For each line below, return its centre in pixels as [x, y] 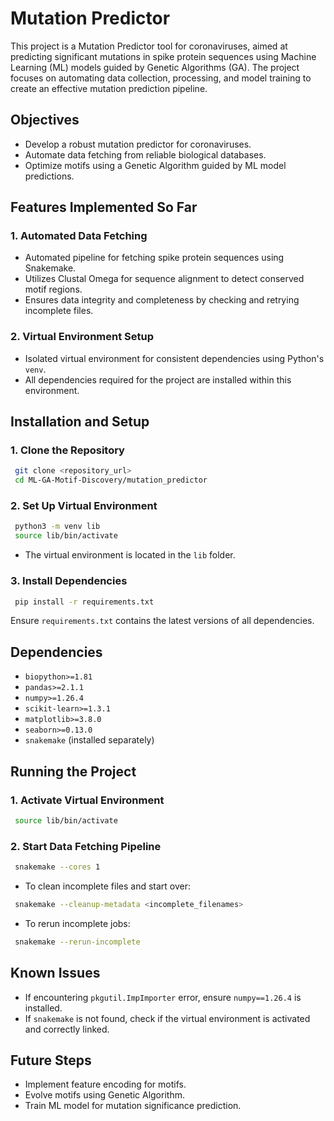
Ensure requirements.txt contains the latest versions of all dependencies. [162, 621]
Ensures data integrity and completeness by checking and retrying [162, 300]
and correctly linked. [67, 1029]
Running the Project [73, 771]
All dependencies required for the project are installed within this [158, 379]
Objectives [45, 120]
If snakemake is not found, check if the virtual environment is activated [167, 1018]
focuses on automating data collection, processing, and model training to [161, 78]
